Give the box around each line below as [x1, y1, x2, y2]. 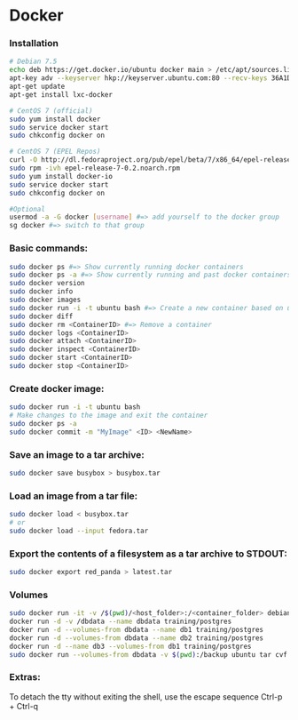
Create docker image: [9, 382, 105, 395]
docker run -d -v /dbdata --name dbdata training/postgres [9, 617, 232, 627]
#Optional [9, 204, 46, 213]
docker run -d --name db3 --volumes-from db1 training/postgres [9, 642, 252, 651]
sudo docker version [9, 279, 86, 288]
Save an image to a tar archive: [9, 448, 145, 460]
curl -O [9, 156, 38, 164]
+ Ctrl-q [9, 700, 38, 711]
